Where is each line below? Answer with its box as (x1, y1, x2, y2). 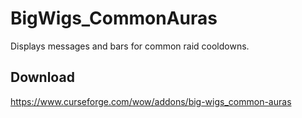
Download (10, 69, 75, 86)
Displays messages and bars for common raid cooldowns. (10, 40, 250, 52)
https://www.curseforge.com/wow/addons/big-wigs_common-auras (10, 95, 292, 107)
